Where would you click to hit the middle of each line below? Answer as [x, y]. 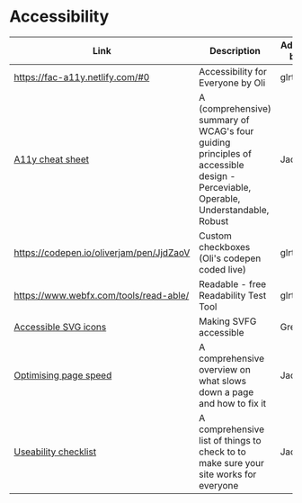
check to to [223, 452]
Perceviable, [225, 187]
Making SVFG [228, 321]
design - [218, 175]
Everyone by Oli [232, 83]
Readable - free [233, 283]
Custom [215, 236]
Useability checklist [55, 452]
